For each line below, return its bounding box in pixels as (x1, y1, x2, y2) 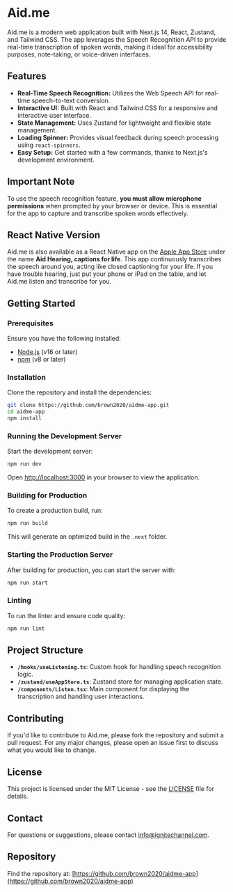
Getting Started (7, 298, 76, 309)
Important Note (7, 176, 75, 187)
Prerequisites (7, 318, 54, 328)
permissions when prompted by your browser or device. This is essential (7, 201, 218, 210)
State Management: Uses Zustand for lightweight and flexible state (17, 118, 211, 127)
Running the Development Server (7, 431, 122, 440)
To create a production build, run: (7, 507, 103, 515)
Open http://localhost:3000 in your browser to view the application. (7, 473, 200, 482)
